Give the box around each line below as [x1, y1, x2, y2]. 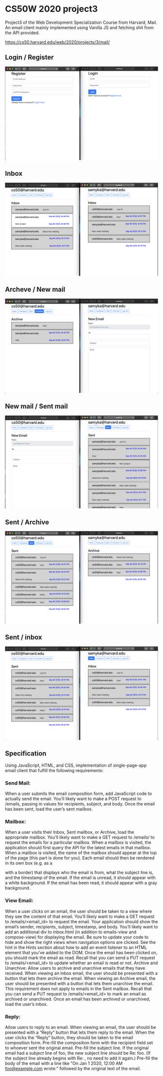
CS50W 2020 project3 [5, 3, 98, 15]
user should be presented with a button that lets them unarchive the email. [5, 980, 154, 986]
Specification [5, 749, 47, 758]
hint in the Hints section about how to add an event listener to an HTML [5, 944, 147, 950]
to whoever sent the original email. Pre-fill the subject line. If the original [5, 1045, 149, 1051]
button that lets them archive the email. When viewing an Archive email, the [5, 975, 156, 981]
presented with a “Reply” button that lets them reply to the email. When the [5, 1029, 155, 1035]
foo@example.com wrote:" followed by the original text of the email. [5, 1066, 141, 1072]
